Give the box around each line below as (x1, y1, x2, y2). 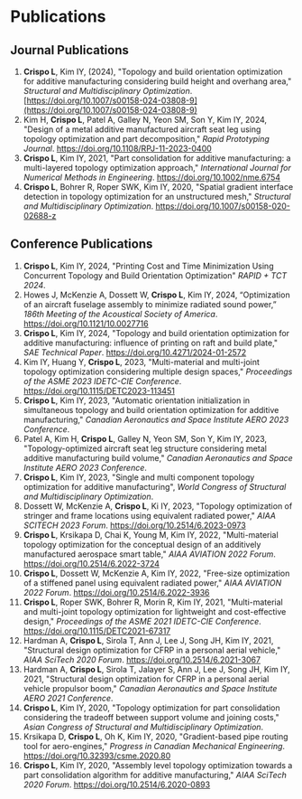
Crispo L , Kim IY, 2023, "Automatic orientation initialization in (23, 395, 251, 406)
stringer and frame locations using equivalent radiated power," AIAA (23, 510, 276, 521)
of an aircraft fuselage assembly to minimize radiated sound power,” (23, 298, 278, 309)
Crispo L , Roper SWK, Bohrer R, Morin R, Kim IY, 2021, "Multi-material (23, 597, 283, 607)
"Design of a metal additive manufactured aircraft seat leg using (23, 124, 261, 135)
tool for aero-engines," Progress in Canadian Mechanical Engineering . (23, 740, 286, 751)
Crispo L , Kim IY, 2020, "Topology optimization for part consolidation (23, 702, 280, 713)
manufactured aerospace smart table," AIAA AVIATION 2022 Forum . (23, 549, 276, 559)
